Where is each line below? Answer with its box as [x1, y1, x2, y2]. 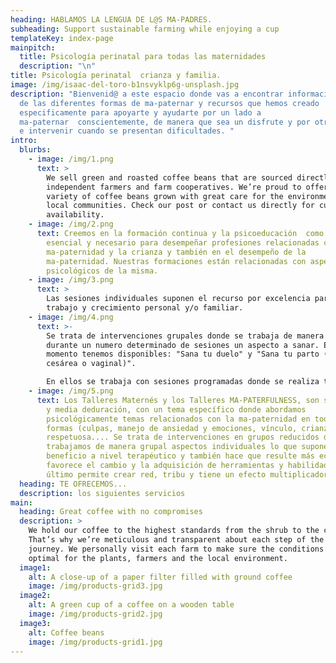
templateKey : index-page [10, 33, 114, 43]
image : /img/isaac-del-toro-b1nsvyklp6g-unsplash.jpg [10, 80, 240, 90]
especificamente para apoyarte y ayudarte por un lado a [19, 107, 262, 118]
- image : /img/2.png [28, 219, 114, 230]
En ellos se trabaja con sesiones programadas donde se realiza [46, 377, 320, 387]
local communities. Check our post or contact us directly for [46, 201, 315, 211]
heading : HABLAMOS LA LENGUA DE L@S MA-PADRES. [10, 14, 213, 25]
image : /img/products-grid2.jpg [28, 609, 163, 619]
